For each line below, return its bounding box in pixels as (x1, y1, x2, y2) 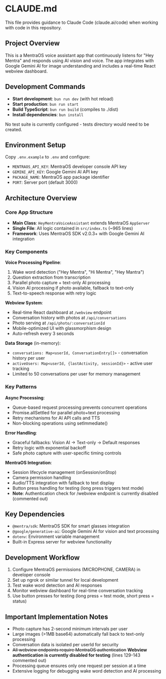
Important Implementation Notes (5, 612, 109, 621)
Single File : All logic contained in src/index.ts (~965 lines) (12, 226, 133, 231)
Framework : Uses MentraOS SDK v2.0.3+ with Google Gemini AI (12, 230, 145, 236)
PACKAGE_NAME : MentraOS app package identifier (12, 174, 110, 180)
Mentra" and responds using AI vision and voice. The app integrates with (5, 58, 154, 64)
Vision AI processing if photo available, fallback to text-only (12, 285, 134, 291)
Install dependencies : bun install (12, 111, 84, 117)
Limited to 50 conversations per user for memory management (12, 371, 141, 377)
